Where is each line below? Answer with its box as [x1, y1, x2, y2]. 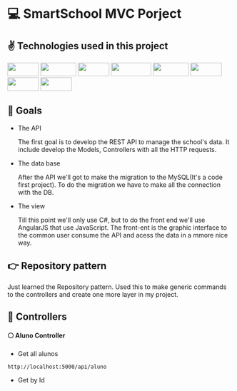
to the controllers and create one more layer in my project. [7, 290, 178, 298]
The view [17, 201, 45, 210]
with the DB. [17, 188, 54, 196]
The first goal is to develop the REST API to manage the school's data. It [17, 137, 230, 146]
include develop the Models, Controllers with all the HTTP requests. [17, 145, 217, 153]
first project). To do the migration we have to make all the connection [17, 180, 221, 189]
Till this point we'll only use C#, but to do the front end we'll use [17, 215, 206, 224]
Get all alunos [17, 350, 59, 358]
